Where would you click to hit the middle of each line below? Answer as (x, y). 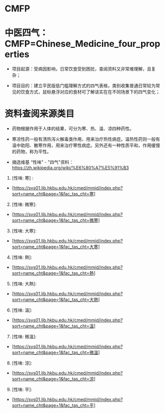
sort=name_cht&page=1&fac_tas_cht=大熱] (56, 300)
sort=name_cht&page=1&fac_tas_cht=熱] (53, 273)
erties (17, 54)
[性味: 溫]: (22, 310)
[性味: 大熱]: (24, 284)
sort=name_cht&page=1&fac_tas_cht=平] (53, 406)
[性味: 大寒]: (24, 231)
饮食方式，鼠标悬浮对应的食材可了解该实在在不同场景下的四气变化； (90, 92)
